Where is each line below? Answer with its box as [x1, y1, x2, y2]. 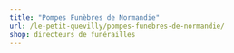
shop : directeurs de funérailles [9, 30, 136, 39]
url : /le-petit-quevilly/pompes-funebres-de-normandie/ [9, 22, 225, 31]
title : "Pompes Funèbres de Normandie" [9, 13, 161, 22]
